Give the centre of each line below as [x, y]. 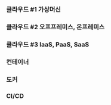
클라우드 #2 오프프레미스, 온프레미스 [55, 27]
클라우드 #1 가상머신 [33, 9]
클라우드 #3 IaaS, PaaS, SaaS [48, 44]
